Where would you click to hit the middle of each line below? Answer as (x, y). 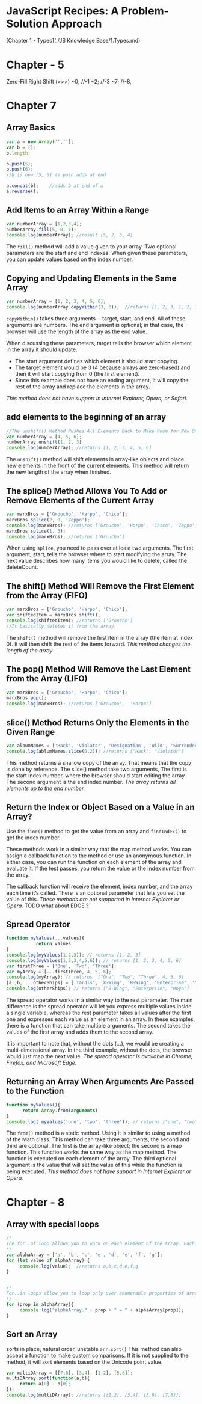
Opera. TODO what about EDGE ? (47, 906)
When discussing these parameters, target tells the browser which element (99, 343)
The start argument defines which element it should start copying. (97, 361)
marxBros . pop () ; (26, 698)
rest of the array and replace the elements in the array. (82, 387)
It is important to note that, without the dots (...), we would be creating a (95, 1044)
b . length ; (19, 153)
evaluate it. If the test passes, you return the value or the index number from (100, 868)
